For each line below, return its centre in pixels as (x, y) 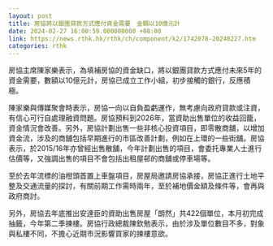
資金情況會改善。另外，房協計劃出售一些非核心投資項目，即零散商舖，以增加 (136, 128)
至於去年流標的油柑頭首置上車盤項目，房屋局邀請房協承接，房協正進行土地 (133, 176)
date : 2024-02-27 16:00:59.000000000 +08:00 (85, 31)
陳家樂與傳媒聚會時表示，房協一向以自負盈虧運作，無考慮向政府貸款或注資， (136, 108)
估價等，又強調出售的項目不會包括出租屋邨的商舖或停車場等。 (112, 158)
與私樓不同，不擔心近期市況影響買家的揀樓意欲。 (90, 234)
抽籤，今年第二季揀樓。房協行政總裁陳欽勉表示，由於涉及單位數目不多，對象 (136, 223)
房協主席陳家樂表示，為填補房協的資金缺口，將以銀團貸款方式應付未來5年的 (135, 71)
